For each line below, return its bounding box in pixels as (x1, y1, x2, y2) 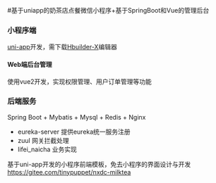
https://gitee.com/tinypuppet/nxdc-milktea (7, 168, 131, 176)
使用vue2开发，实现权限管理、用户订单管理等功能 (7, 77, 152, 86)
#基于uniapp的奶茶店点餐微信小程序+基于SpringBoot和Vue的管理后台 (7, 6, 210, 14)
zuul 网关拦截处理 (17, 136, 69, 144)
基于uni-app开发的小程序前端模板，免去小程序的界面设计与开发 (7, 160, 191, 168)
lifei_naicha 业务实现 (17, 145, 78, 153)
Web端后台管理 (7, 60, 52, 68)
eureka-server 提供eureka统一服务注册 (17, 127, 131, 136)
